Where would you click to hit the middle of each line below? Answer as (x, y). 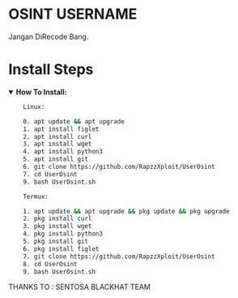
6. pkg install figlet (61, 248)
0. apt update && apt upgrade (74, 121)
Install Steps (51, 69)
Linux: (34, 106)
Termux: (36, 197)
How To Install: (41, 92)
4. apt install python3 (63, 152)
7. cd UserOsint (51, 174)
